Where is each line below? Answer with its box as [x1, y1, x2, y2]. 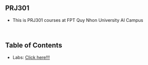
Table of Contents [5, 41, 63, 50]
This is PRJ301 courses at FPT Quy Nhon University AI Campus [12, 17, 143, 23]
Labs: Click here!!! [12, 54, 50, 60]
